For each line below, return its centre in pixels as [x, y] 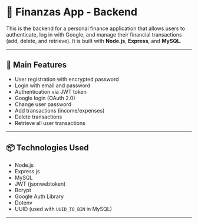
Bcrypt [23, 190]
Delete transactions [38, 117]
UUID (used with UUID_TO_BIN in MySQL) [63, 209]
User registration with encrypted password [67, 79]
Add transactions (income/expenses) [60, 110]
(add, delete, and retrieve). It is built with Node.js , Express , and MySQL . [94, 41]
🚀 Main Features [36, 65]
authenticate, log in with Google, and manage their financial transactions [94, 34]
